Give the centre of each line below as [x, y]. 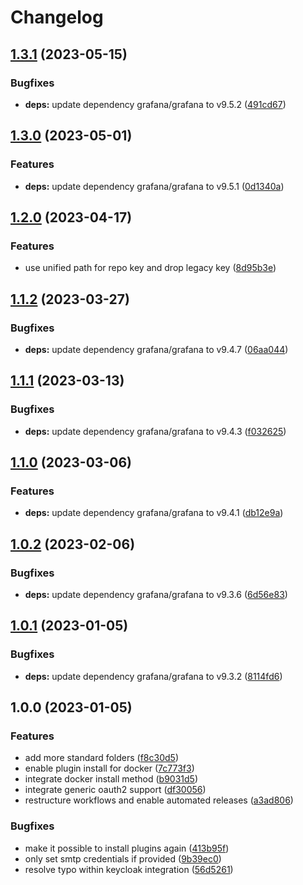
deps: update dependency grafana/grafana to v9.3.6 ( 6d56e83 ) [156, 594]
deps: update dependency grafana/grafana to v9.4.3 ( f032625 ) [155, 431]
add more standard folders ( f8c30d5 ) [101, 758]
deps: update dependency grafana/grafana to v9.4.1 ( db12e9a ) [154, 513]
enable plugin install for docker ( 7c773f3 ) [109, 768]
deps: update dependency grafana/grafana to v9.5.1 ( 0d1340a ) [154, 186]
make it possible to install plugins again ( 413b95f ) [127, 848]
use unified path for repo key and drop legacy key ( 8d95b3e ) [150, 268]
